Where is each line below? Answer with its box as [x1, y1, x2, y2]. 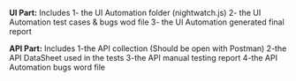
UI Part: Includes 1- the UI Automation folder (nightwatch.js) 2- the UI [9, 8, 262, 18]
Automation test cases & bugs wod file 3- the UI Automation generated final [9, 17, 285, 27]
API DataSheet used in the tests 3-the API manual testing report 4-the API [9, 53, 278, 63]
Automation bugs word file [9, 62, 106, 72]
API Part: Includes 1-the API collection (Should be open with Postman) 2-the [9, 43, 287, 54]
